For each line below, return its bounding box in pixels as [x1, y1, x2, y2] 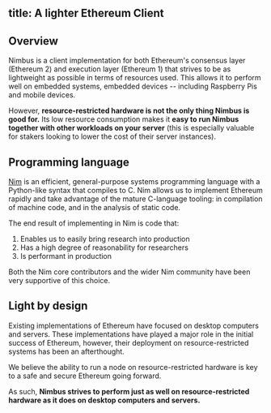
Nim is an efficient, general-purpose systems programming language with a [8, 177, 260, 187]
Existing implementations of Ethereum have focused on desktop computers [8, 321, 259, 330]
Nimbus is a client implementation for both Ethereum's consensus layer [8, 56, 246, 66]
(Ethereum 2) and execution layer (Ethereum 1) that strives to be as [8, 64, 231, 74]
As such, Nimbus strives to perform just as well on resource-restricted [8, 386, 250, 396]
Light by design [8, 299, 88, 313]
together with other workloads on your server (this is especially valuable [8, 123, 255, 133]
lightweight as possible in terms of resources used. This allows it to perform [8, 73, 261, 83]
